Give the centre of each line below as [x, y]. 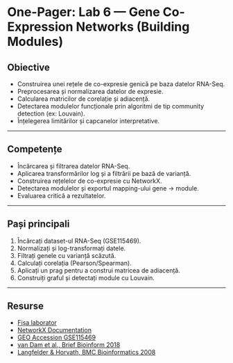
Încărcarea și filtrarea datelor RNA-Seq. [74, 166]
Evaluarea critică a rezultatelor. [61, 195]
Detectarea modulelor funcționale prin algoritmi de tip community [111, 106]
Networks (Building [133, 27]
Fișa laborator [37, 323]
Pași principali [38, 224]
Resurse [25, 306]
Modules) [35, 42]
